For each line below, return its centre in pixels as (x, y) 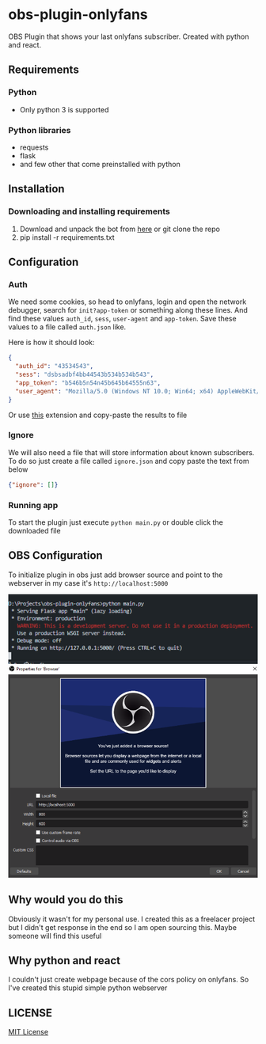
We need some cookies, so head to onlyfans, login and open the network (127, 302)
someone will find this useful (55, 936)
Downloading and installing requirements (89, 211)
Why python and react (65, 960)
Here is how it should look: (51, 343)
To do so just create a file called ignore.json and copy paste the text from (129, 461)
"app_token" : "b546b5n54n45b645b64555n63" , (88, 383)
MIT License (28, 1032)
